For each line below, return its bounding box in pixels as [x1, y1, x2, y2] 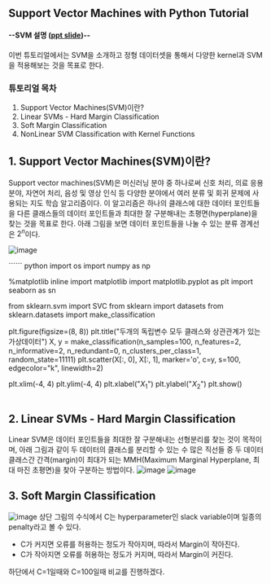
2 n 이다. [16, 227, 41, 239]
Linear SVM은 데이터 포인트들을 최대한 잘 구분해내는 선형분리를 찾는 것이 [8, 434, 241, 444]
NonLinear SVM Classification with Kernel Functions [20, 129, 195, 138]
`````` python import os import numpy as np [8, 261, 151, 271]
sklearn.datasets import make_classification [8, 310, 155, 320]
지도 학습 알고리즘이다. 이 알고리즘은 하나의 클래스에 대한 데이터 [29, 198, 232, 208]
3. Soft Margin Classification [8, 489, 156, 503]
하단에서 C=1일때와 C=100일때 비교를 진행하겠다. [8, 566, 165, 577]
